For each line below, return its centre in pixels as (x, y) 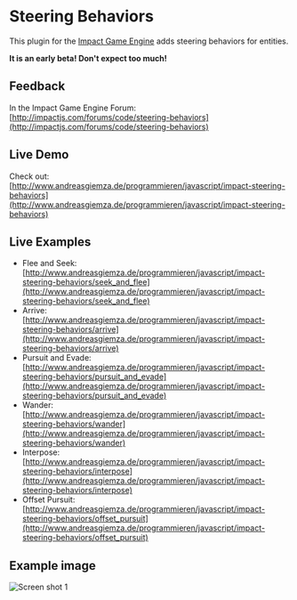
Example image (52, 566)
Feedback (37, 86)
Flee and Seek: (49, 264)
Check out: (29, 176)
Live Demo (39, 154)
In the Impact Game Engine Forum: (72, 108)
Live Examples (50, 242)
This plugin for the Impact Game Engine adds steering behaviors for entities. (149, 41)
